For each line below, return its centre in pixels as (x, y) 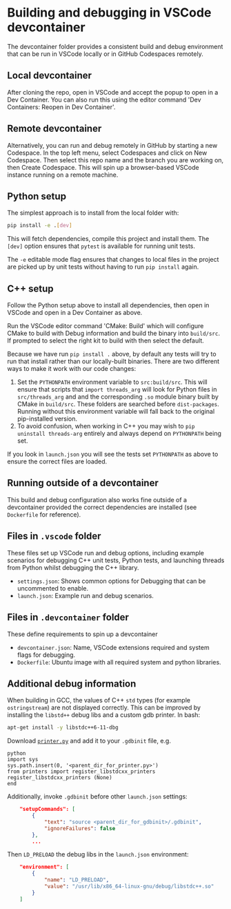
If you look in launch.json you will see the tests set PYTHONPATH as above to (113, 454)
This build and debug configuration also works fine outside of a (97, 499)
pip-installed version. (47, 419)
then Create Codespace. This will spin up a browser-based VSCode (103, 167)
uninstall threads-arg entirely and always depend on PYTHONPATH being (119, 434)
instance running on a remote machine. (63, 175)
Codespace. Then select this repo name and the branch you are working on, (115, 160)
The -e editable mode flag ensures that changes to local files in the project (113, 260)
